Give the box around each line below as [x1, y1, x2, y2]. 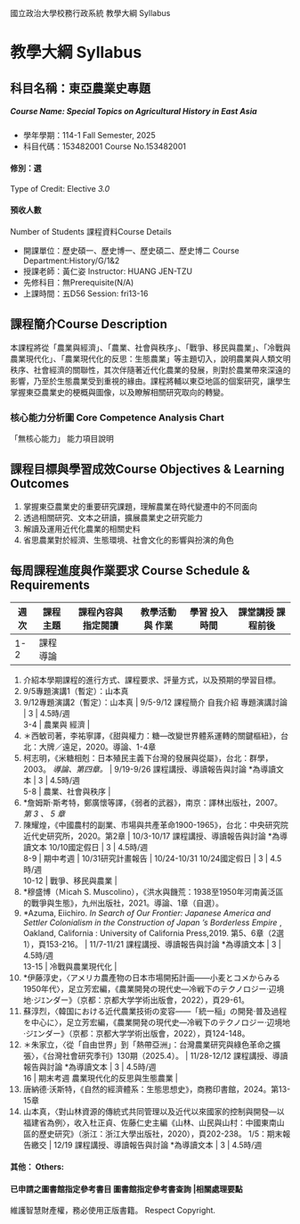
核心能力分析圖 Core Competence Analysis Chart [10, 411, 225, 424]
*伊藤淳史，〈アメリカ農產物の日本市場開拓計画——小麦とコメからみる [22, 972, 281, 983]
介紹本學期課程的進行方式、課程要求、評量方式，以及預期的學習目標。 [22, 674, 281, 685]
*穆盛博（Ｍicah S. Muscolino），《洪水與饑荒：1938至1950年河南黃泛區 [22, 886, 284, 897]
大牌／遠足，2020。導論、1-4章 [38, 741, 157, 752]
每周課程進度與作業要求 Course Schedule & [10, 563, 250, 578]
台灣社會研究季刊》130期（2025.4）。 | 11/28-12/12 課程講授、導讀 [46, 1050, 288, 1061]
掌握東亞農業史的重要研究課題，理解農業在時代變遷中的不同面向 [22, 500, 257, 511]
